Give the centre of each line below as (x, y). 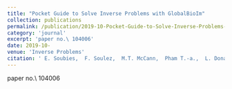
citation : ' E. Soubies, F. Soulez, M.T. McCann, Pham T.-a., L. (109, 59)
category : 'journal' (37, 33)
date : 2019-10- (29, 46)
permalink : (23, 26)
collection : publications (44, 20)
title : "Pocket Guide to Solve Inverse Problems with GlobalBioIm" (106, 13)
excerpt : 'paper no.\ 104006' (51, 39)
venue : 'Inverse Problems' (46, 52)
